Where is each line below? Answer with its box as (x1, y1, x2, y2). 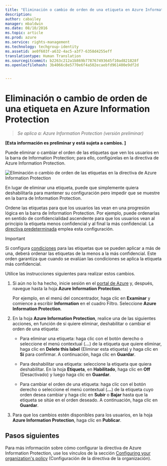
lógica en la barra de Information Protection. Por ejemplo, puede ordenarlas (5, 210, 160, 216)
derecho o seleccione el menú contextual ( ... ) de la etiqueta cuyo (19, 387, 154, 392)
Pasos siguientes (5, 432, 60, 440)
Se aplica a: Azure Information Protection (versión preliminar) (17, 130, 144, 137)
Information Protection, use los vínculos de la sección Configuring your (5, 450, 151, 456)
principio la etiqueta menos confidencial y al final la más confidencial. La (5, 221, 154, 227)
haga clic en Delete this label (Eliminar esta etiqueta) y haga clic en (19, 346, 158, 352)
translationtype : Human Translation (5, 53, 81, 59)
